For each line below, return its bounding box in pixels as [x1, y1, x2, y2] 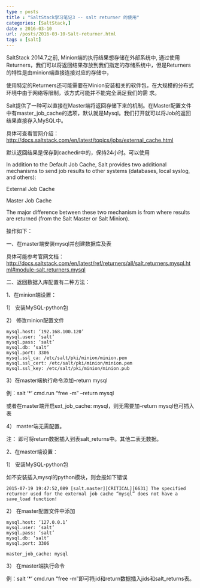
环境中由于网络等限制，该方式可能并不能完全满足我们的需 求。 [6, 89, 160, 96]
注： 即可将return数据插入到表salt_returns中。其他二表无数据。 [6, 435, 162, 442]
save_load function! [6, 496, 58, 502]
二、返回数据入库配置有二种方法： [6, 279, 90, 285]
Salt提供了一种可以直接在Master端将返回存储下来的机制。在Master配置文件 [6, 102, 192, 109]
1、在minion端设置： [6, 291, 57, 298]
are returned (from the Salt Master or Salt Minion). [6, 215, 130, 222]
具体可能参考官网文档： [6, 253, 64, 260]
